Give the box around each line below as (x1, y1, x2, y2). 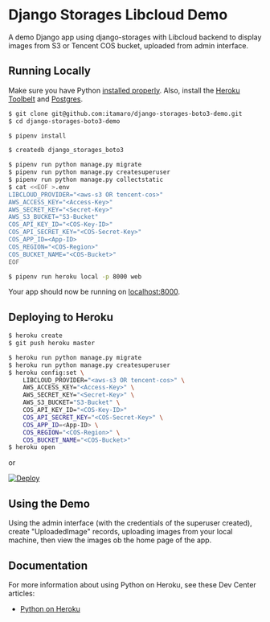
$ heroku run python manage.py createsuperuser (8, 360, 171, 369)
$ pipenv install (8, 131, 67, 140)
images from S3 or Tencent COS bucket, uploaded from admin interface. (8, 40, 249, 50)
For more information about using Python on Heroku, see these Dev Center (8, 579, 257, 589)
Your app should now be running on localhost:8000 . (8, 287, 181, 297)
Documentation (8, 558, 88, 572)
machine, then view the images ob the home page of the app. (8, 535, 212, 545)
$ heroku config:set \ (8, 369, 84, 377)
